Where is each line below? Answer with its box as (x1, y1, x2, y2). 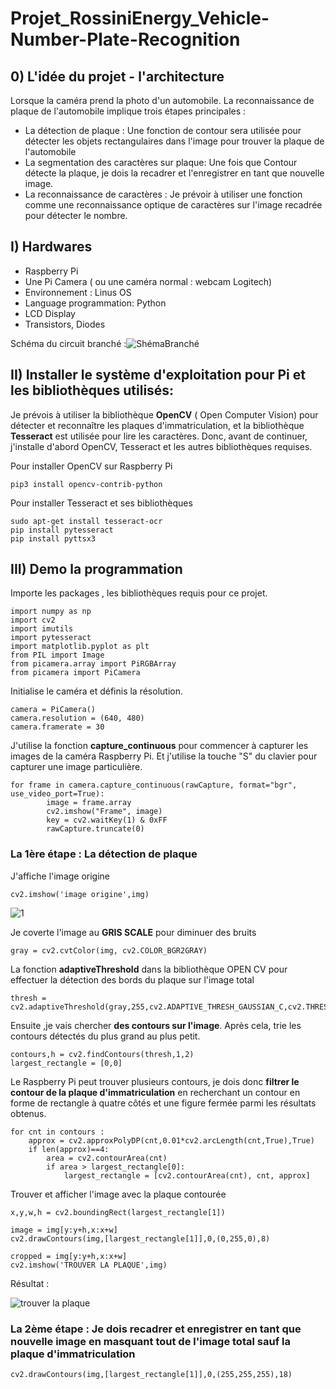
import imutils (10, 624, 74, 634)
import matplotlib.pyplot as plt (10, 642, 150, 652)
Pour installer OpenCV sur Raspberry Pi (10, 460, 173, 472)
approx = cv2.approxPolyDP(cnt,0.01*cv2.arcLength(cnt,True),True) (28, 1135, 315, 1146)
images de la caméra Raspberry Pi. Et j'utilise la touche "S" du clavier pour (10, 750, 318, 762)
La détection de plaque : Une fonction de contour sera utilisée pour (24, 125, 302, 136)
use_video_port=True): (10, 789, 105, 799)
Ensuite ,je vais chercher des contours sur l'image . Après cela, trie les (10, 1019, 302, 1031)
